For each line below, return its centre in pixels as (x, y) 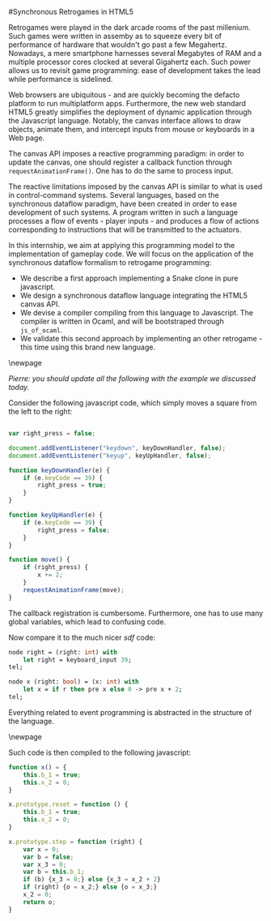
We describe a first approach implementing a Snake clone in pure (129, 278)
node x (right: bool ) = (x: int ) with (74, 682)
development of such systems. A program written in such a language (123, 212)
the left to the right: (40, 411)
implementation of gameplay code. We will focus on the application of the (131, 254)
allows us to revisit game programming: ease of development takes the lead (135, 71)
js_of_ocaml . (41, 330)
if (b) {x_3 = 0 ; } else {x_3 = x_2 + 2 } (92, 880)
